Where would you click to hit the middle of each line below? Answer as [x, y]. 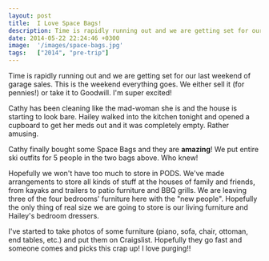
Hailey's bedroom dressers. [54, 216]
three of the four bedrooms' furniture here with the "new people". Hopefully [133, 199]
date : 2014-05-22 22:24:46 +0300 [64, 38]
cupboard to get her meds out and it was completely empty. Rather [119, 125]
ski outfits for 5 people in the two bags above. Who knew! [103, 158]
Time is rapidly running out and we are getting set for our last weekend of [129, 76]
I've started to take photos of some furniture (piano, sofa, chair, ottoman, [128, 231]
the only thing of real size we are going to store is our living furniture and [128, 207]
